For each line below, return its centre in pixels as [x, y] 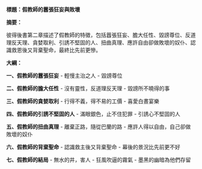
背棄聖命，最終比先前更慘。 [66, 50]
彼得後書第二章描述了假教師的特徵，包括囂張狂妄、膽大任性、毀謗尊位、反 [98, 35]
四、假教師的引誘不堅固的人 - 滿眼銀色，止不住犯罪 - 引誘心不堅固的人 [93, 114]
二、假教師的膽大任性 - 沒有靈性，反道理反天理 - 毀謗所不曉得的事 [88, 88]
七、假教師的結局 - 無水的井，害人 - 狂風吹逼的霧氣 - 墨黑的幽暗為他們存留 [99, 160]
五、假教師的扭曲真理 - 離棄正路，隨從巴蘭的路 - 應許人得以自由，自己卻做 [99, 127]
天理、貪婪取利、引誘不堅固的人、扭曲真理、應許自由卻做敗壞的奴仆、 [103, 42]
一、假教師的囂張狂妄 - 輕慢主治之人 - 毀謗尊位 [64, 75]
